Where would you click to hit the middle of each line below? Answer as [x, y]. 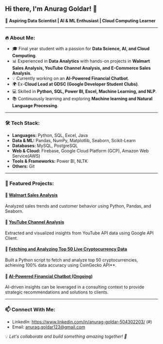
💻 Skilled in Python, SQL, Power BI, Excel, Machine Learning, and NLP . [84, 91]
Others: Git [23, 166]
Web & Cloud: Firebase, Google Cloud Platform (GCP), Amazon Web [80, 151]
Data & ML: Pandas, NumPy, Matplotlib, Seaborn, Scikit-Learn [74, 141]
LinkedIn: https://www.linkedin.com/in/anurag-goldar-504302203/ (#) [82, 322]
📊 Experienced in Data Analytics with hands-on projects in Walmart [81, 61]
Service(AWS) [26, 156]
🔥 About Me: [20, 38]
